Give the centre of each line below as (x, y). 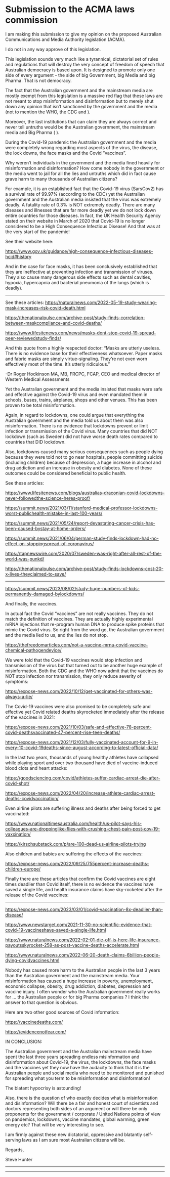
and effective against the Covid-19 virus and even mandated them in (76, 394)
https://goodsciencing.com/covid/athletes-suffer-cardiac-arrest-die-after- (83, 778)
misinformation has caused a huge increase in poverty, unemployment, (79, 981)
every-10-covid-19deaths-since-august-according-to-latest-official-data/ (82, 748)
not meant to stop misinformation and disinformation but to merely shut (79, 101)
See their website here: (29, 241)
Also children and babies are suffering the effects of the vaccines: (74, 854)
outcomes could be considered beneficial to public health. (66, 473)
